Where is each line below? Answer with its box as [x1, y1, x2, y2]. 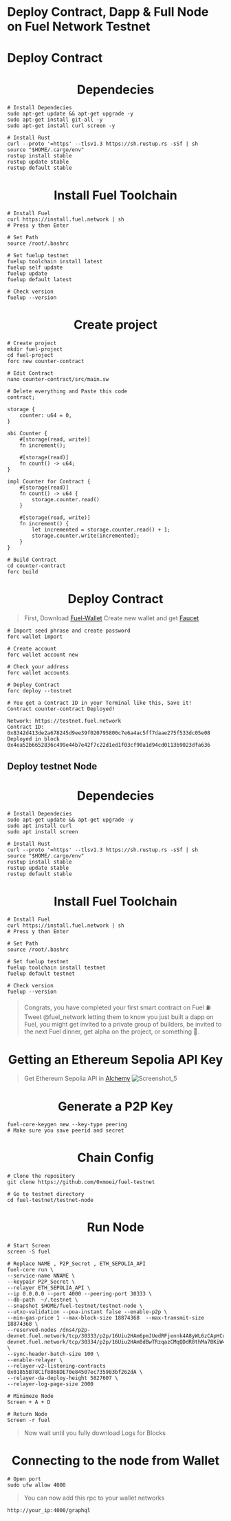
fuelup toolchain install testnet [7, 964, 107, 972]
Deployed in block [7, 736, 60, 743]
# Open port [7, 1476, 41, 1482]
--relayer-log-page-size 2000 [7, 1381, 94, 1388]
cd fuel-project [7, 352, 54, 359]
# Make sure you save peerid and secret [7, 1127, 125, 1135]
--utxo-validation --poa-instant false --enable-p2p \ [7, 1309, 168, 1315]
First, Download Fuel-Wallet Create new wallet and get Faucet [23, 614, 199, 622]
